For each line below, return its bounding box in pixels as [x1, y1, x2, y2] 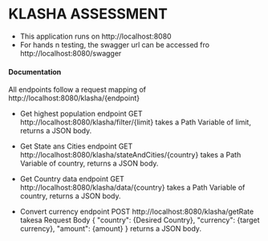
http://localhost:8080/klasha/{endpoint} [8, 93, 140, 103]
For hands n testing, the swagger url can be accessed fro [19, 39, 210, 49]
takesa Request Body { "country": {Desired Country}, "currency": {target [19, 215, 260, 225]
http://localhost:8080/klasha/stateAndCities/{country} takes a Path [19, 150, 242, 160]
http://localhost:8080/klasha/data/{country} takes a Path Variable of [19, 182, 246, 193]
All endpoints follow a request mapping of [8, 85, 147, 95]
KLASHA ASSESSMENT [8, 5, 169, 23]
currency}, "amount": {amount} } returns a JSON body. [19, 224, 202, 234]
